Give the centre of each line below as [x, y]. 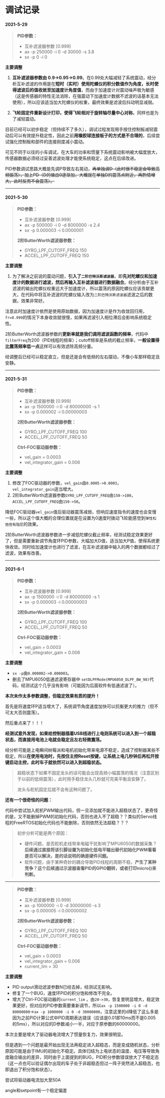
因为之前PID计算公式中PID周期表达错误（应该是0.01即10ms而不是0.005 [84, 1018]
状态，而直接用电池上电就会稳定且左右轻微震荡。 [55, 740]
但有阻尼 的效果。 [25, 524]
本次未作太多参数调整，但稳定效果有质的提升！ [52, 696]
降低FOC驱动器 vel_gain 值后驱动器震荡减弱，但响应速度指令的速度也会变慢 [81, 512]
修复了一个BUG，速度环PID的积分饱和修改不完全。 [63, 993]
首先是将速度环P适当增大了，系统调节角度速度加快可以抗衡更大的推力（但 [80, 706]
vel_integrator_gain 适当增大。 [44, 489]
